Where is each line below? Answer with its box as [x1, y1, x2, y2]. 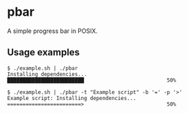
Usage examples [7, 47, 80, 58]
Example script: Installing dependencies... [7, 95, 137, 101]
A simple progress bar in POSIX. [7, 27, 98, 35]
